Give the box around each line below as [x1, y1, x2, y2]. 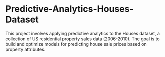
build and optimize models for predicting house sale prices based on [5, 41, 147, 47]
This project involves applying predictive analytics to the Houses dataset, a [5, 30, 160, 36]
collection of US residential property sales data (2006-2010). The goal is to [5, 36, 160, 42]
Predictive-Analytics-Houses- [5, 3, 134, 15]
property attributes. [5, 46, 46, 52]
